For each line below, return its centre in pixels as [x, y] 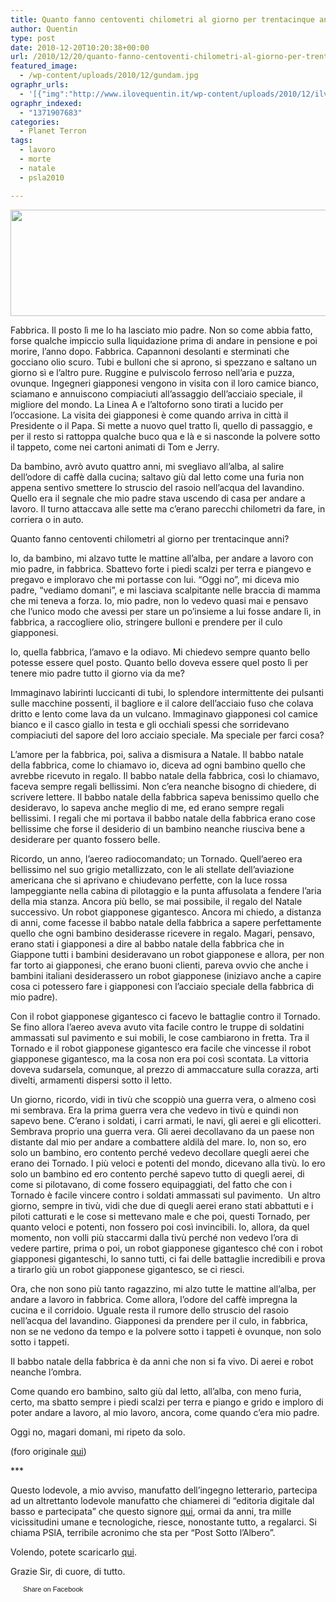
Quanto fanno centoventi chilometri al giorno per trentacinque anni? [150, 538]
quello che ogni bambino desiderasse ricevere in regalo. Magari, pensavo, [163, 933]
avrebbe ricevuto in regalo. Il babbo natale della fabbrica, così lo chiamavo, [165, 775]
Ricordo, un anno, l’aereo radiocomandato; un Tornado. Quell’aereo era [156, 858]
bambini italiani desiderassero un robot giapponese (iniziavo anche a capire [166, 975]
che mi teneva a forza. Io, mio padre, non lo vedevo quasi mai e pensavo [159, 600]
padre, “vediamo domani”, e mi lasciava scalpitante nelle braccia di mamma [165, 590]
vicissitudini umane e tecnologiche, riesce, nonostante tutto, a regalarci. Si [163, 1522]
